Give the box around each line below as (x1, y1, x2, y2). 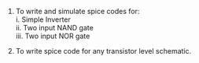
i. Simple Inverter (15, 15, 71, 24)
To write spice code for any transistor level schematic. (15, 47, 192, 55)
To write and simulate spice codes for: (15, 7, 140, 16)
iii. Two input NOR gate (15, 31, 90, 40)
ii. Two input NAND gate (15, 23, 94, 32)
